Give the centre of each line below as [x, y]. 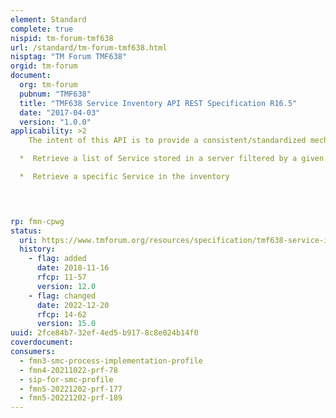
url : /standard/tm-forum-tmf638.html [89, 47]
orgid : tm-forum [44, 66]
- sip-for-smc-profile [66, 379]
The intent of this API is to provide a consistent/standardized [167, 141]
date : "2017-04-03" [60, 112]
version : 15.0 [66, 324]
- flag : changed [62, 296]
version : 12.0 [66, 286]
